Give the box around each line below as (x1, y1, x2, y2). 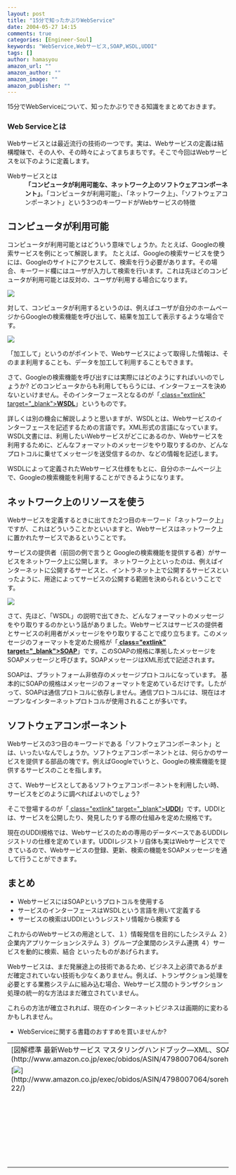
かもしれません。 (7, 1012, 57, 1020)
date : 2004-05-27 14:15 (7, 23, 77, 30)
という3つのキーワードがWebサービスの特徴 (67, 198, 196, 206)
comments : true (7, 30, 52, 37)
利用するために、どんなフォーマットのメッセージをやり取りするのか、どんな (7, 441, 229, 449)
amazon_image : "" (7, 75, 58, 83)
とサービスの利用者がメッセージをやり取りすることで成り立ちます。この (7, 629, 216, 638)
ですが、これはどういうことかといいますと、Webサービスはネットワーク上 (7, 525, 223, 533)
